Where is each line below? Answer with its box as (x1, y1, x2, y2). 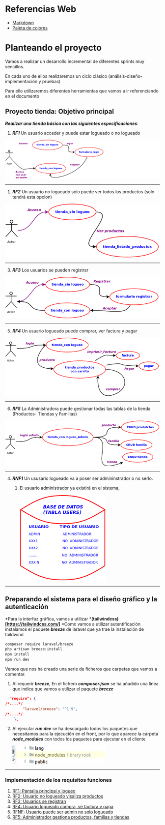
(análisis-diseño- (108, 73, 143, 79)
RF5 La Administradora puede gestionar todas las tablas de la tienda (12, 406, 151, 412)
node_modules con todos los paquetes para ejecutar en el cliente (12, 736, 146, 742)
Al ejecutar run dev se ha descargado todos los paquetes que (12, 726, 137, 732)
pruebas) (42, 78, 61, 84)
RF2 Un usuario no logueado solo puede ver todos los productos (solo (12, 189, 155, 195)
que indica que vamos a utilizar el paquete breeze (12, 686, 114, 692)
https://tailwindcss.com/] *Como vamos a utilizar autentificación (6, 621, 141, 627)
